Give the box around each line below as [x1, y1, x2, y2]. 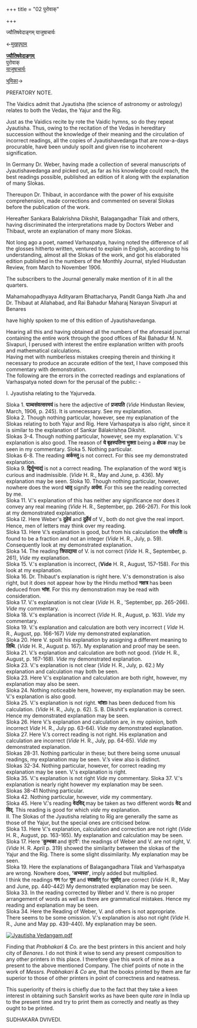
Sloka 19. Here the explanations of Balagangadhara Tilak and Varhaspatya [6, 863, 185, 870]
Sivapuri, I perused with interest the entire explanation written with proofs [6, 341, 184, 347]
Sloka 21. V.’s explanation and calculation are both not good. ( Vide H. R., [6, 649, 181, 656]
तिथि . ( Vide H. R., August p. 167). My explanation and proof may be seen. [6, 642, 181, 649]
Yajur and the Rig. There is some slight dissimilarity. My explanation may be [6, 851, 189, 858]
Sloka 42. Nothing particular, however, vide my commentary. [6, 794, 153, 800]
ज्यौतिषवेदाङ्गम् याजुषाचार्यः [6, 29, 56, 35]
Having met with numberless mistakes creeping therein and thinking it [6, 353, 175, 360]
